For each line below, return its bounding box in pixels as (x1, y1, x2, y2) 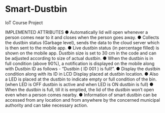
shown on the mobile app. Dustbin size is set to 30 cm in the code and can (5, 50, 157, 56)
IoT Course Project (5, 20, 43, 26)
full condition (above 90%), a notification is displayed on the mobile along (5, 60, 155, 66)
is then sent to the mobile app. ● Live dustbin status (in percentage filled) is (5, 45, 159, 51)
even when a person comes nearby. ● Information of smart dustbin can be (5, 92, 157, 98)
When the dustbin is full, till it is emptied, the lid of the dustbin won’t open (5, 86, 154, 92)
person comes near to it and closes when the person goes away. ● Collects (5, 34, 159, 40)
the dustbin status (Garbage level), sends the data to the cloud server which (5, 39, 160, 45)
